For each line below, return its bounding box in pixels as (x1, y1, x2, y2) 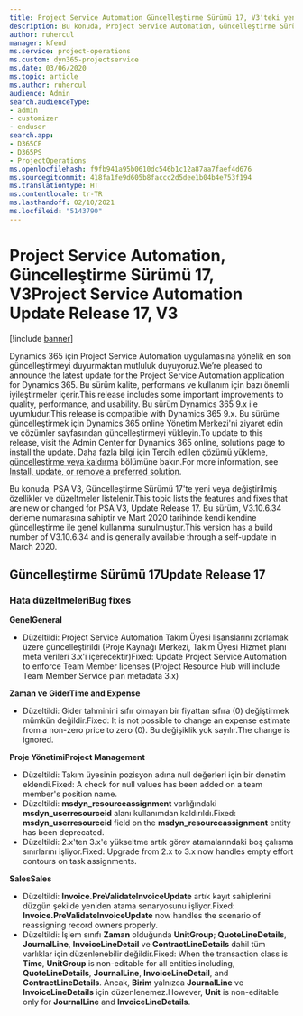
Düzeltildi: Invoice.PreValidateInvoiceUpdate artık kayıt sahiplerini (22, 891, 271, 902)
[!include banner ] (9, 333, 74, 343)
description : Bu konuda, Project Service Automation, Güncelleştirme (9, 22, 277, 31)
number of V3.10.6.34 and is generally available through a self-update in (9, 531, 277, 542)
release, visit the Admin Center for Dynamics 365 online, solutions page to (9, 437, 286, 447)
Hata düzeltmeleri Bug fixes (9, 594, 132, 607)
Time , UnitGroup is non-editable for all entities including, (22, 958, 235, 969)
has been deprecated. (22, 827, 106, 838)
